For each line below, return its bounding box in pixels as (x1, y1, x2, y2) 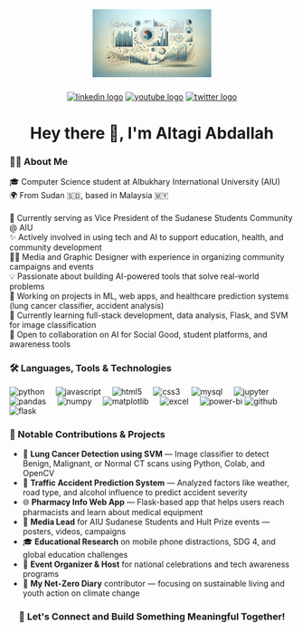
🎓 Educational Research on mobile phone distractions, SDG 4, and (22, 536, 276, 547)
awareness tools (9, 339, 71, 350)
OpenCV (22, 468, 55, 478)
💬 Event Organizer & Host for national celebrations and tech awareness (22, 559, 290, 570)
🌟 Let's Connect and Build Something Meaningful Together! (18, 610, 286, 623)
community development (9, 242, 102, 253)
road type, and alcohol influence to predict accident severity (22, 487, 248, 497)
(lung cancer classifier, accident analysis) (9, 301, 165, 311)
